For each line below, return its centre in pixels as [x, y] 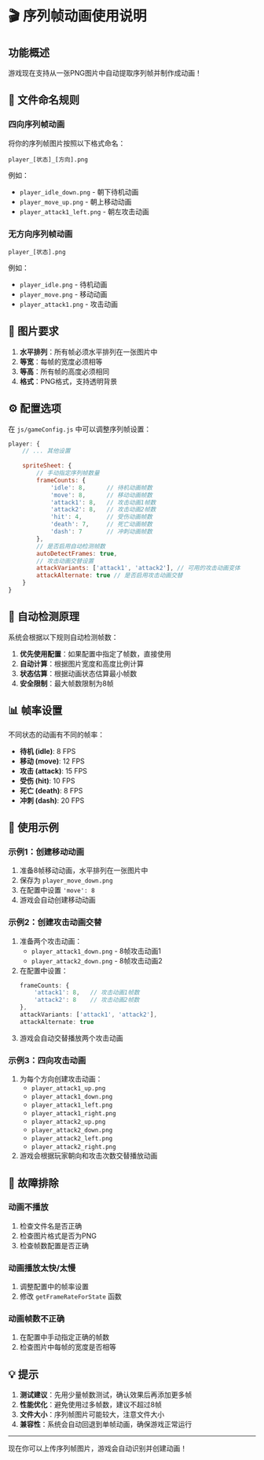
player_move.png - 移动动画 [63, 294]
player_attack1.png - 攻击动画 [68, 304]
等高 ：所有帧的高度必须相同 [64, 371]
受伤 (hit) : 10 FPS [47, 781]
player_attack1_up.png [68, 1089]
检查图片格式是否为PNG [58, 1236]
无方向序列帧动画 [40, 234]
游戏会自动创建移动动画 [57, 900]
